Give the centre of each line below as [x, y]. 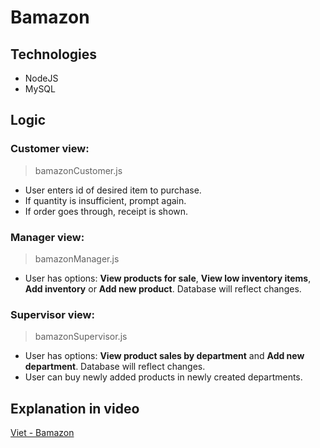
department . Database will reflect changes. [115, 367]
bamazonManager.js [77, 258]
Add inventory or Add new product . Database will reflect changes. [163, 288]
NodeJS [41, 78]
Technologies [54, 54]
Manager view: [47, 237]
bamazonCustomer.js [78, 170]
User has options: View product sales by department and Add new [164, 356]
